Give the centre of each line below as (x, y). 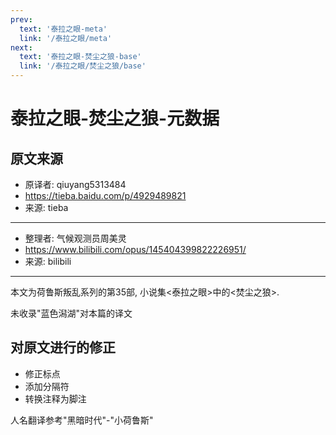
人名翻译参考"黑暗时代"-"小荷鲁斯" (82, 420)
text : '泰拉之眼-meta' (63, 29)
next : (21, 47)
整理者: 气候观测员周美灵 (75, 238)
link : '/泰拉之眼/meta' (66, 38)
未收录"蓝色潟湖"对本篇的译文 (71, 313)
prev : (21, 19)
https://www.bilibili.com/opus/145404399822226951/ (135, 249)
